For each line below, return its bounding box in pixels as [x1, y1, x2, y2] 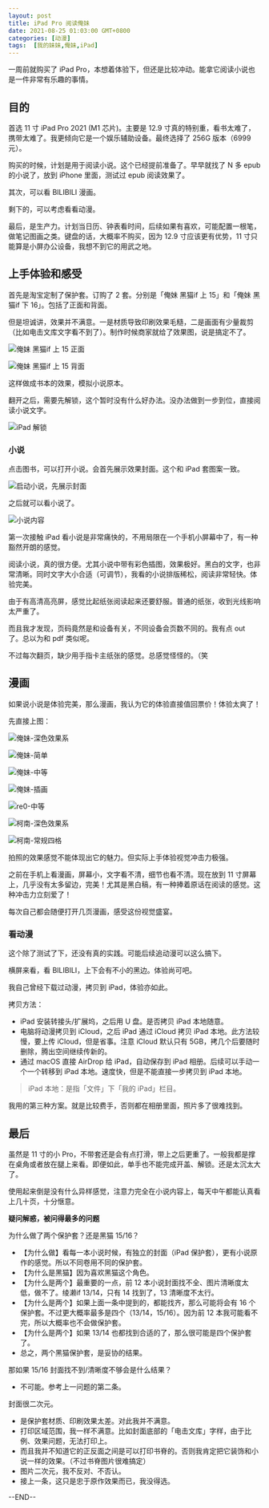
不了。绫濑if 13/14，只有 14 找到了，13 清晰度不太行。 [41, 1287, 219, 1297]
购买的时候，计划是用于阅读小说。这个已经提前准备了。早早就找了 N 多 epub [8, 160, 261, 169]
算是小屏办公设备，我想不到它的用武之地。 [14, 241, 156, 251]
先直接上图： [8, 715, 50, 726]
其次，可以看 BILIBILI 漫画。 [8, 187, 101, 197]
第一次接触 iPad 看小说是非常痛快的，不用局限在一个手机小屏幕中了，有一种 [8, 533, 259, 542]
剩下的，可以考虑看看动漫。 [8, 204, 100, 213]
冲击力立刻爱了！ [14, 890, 72, 899]
